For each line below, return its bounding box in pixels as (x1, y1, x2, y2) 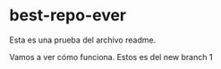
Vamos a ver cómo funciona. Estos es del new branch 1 (9, 51, 213, 62)
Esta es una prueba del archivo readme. (9, 34, 157, 45)
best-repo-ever (9, 5, 127, 26)
